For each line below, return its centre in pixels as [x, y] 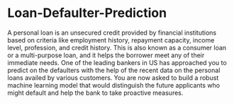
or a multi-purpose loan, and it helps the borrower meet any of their [106, 55]
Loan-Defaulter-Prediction [87, 13]
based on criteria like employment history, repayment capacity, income [111, 40]
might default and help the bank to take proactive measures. [95, 93]
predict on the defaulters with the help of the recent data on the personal [114, 70]
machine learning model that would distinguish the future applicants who [114, 85]
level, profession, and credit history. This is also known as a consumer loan [117, 47]
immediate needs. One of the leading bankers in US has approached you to [117, 62]
